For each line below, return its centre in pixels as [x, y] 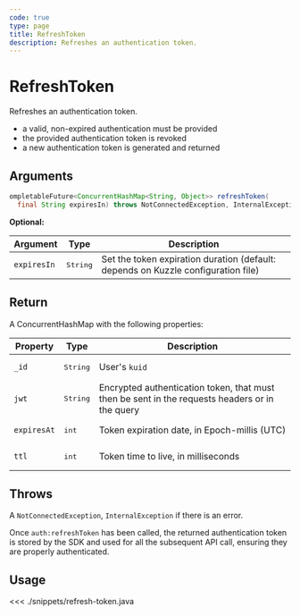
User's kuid [123, 367]
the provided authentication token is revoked [104, 139]
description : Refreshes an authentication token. [104, 42]
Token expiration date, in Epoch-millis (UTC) [192, 430]
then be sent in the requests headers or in [186, 399]
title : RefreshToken [48, 34]
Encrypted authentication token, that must [187, 387]
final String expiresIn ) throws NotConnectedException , [123, 205]
